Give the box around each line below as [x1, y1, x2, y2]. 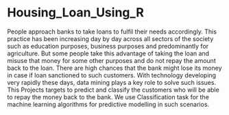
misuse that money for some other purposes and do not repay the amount [7, 56, 216, 64]
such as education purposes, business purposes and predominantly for [7, 42, 209, 50]
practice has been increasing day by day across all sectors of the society [7, 34, 214, 42]
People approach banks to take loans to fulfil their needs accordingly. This [7, 27, 217, 36]
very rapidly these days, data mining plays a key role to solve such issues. [7, 78, 217, 86]
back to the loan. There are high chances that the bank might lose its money [7, 64, 222, 72]
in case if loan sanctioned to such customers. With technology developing [7, 71, 217, 79]
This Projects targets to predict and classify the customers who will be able [7, 86, 219, 94]
